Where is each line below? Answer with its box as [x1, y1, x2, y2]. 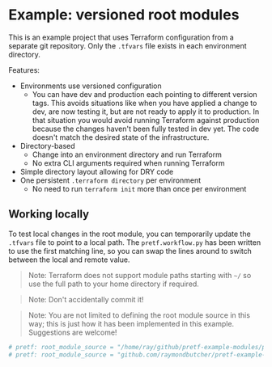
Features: [8, 65, 40, 74]
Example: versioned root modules [8, 6, 240, 24]
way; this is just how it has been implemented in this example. [28, 318, 235, 328]
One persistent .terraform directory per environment [19, 175, 201, 185]
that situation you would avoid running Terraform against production [32, 115, 260, 124]
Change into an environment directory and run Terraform [32, 150, 223, 159]
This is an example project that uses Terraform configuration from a [8, 32, 235, 42]
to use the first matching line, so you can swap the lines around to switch [8, 246, 253, 255]
